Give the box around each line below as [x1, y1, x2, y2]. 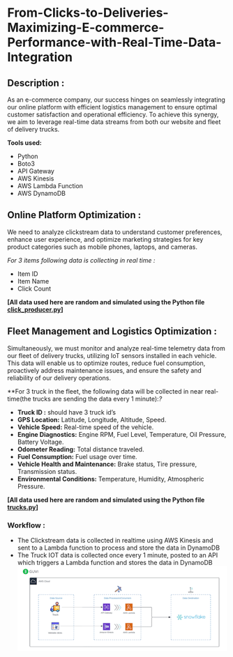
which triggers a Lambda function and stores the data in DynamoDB [17, 558, 213, 566]
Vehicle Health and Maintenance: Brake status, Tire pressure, [17, 460, 197, 468]
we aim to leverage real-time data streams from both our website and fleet [7, 118, 221, 126]
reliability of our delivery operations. [7, 373, 112, 382]
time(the [7, 394, 31, 403]
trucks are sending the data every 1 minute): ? [32, 394, 163, 403]
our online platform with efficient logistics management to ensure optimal [7, 103, 218, 111]
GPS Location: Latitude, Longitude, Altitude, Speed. [17, 415, 167, 424]
